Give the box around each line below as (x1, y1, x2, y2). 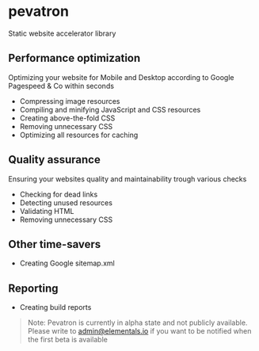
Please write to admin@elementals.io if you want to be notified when (27, 326, 252, 336)
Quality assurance (8, 153, 101, 166)
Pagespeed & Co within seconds (8, 81, 115, 90)
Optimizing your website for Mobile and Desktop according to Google (8, 72, 234, 82)
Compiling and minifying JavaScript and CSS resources (19, 105, 201, 114)
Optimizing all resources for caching (19, 130, 139, 139)
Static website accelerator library (8, 29, 116, 38)
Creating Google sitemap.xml (19, 258, 115, 268)
